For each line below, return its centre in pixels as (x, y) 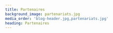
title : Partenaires (25, 9)
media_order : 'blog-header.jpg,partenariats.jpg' (57, 18)
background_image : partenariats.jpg (42, 14)
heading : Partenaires (27, 23)
